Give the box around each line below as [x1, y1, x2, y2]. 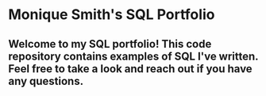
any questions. [8, 74, 84, 88]
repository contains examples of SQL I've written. [8, 49, 259, 63]
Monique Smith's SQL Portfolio [8, 6, 215, 24]
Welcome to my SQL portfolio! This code [8, 37, 212, 51]
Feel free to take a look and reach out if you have [8, 62, 253, 75]
